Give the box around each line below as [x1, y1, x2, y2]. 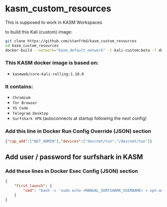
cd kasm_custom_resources [5, 43, 59, 48]
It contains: [5, 83, 33, 90]
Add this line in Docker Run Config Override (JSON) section [5, 128, 152, 135]
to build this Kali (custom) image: [5, 29, 73, 35]
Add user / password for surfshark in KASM [5, 153, 143, 161]
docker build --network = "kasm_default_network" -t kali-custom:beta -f [5, 48, 157, 52]
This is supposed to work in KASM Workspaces [5, 19, 102, 25]
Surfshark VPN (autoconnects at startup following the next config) [12, 115, 147, 121]
